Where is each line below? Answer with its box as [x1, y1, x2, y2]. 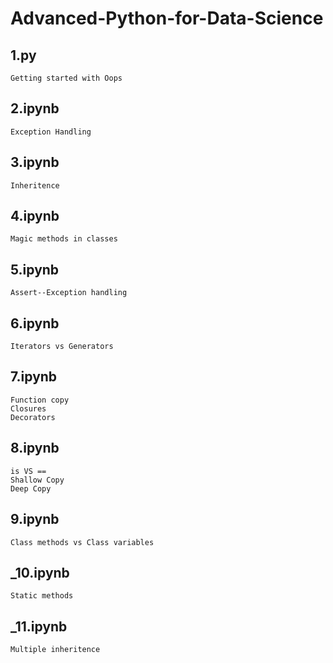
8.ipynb [10, 440, 60, 457]
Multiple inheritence [10, 645, 101, 655]
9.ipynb [10, 511, 60, 528]
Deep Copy [10, 483, 52, 494]
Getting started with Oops [10, 73, 123, 83]
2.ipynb [10, 100, 60, 117]
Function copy [10, 395, 70, 405]
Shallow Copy [10, 475, 65, 485]
